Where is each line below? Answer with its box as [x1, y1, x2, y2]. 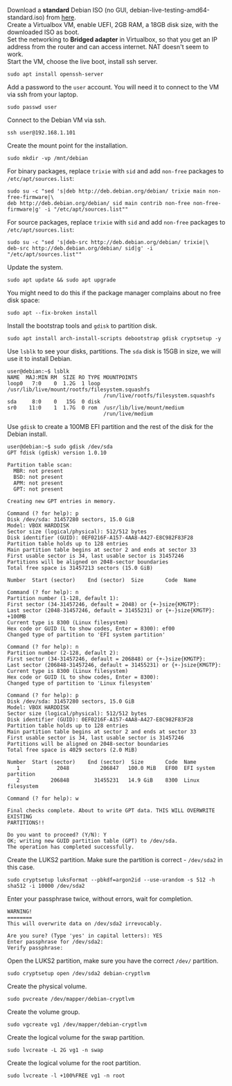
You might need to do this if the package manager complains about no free [7, 289, 222, 297]
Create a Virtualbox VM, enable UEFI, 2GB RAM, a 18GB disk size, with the [7, 21, 219, 28]
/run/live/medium [102, 410, 154, 417]
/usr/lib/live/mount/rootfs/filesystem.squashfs [7, 386, 150, 393]
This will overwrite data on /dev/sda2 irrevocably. [7, 920, 163, 927]
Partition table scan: [7, 462, 73, 468]
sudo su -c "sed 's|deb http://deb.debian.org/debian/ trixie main [7, 188, 206, 195]
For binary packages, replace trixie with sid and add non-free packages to [7, 167, 224, 175]
